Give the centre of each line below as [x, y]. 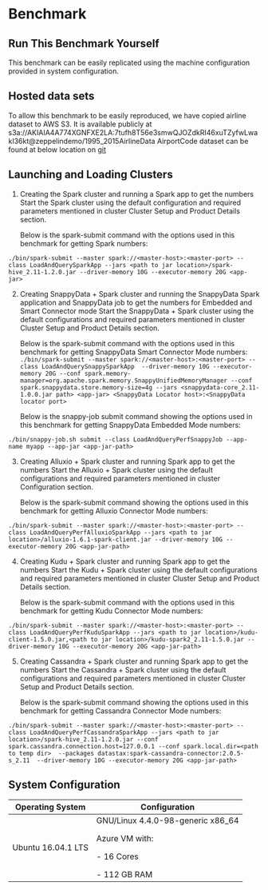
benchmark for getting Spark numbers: [84, 243]
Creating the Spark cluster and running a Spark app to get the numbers [137, 194]
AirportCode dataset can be [203, 141]
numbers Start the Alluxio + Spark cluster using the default [116, 469]
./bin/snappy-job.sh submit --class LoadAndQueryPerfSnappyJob [116, 439]
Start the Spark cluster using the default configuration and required [130, 202]
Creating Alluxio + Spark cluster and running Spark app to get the [127, 461]
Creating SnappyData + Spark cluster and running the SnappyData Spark [140, 293]
